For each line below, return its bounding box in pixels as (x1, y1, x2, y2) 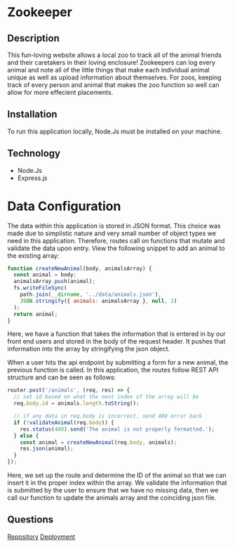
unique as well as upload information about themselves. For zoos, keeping (7, 73, 222, 81)
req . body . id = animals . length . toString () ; (13, 400, 140, 407)
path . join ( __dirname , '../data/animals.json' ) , (20, 291, 161, 299)
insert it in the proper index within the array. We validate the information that (7, 478, 227, 487)
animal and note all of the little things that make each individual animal (7, 66, 210, 74)
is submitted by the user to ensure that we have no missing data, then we (7, 486, 219, 495)
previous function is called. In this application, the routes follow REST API (7, 366, 219, 374)
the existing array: (7, 251, 60, 260)
